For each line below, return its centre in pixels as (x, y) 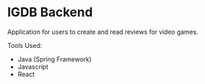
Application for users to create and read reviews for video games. (103, 32)
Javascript (33, 66)
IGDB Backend (50, 12)
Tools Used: (25, 45)
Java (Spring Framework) (54, 59)
